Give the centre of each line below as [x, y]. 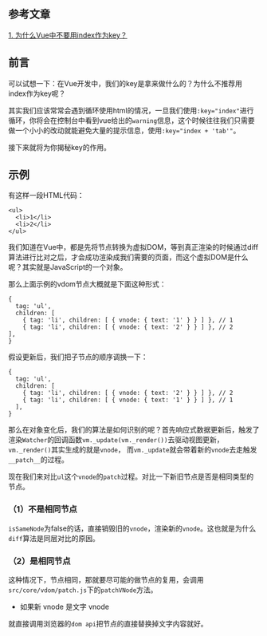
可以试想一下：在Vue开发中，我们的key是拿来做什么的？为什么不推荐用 [126, 83]
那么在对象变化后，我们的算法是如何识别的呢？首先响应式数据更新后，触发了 [134, 430]
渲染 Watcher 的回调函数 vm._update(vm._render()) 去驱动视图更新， [116, 440]
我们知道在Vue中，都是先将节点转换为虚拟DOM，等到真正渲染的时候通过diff [133, 247]
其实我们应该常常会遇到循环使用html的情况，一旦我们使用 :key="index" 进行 [131, 110]
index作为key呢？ [37, 93]
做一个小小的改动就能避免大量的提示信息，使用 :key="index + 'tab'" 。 [124, 130]
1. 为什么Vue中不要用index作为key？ [68, 35]
